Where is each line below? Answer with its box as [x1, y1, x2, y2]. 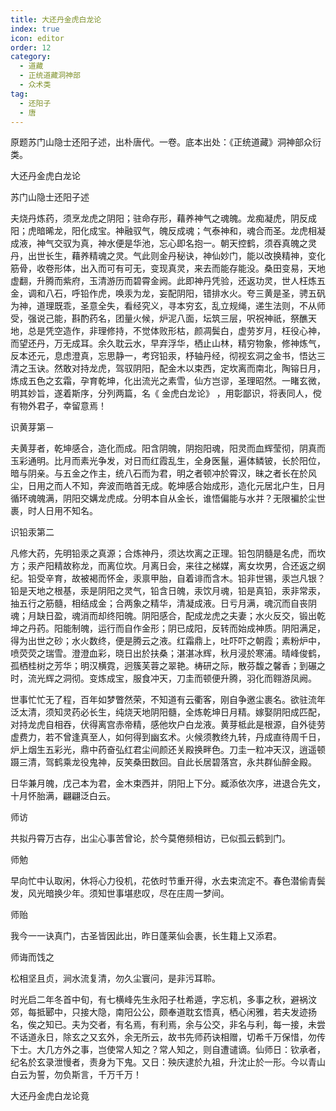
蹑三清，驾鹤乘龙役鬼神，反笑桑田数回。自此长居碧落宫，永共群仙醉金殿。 [10, 756, 317, 768]
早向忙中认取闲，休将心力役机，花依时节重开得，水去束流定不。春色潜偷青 [10, 875, 317, 887]
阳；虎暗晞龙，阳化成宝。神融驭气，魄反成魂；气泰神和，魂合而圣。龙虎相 [10, 225, 317, 237]
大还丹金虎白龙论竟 [10, 1090, 90, 1102]
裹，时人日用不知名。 [10, 505, 98, 517]
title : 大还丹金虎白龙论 [10, 14, 102, 25]
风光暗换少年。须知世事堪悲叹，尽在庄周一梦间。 [27, 887, 230, 900]
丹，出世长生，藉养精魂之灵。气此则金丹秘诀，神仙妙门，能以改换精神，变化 [10, 250, 326, 262]
